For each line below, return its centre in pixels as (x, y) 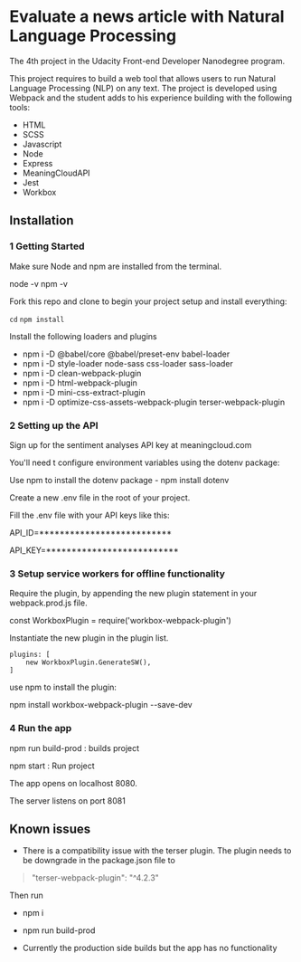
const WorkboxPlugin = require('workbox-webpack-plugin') (121, 621)
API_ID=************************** (91, 532)
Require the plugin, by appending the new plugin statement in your (133, 594)
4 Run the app (41, 729)
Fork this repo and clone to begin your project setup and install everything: (148, 301)
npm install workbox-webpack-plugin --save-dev (101, 705)
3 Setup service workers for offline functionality (118, 574)
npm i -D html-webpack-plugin (80, 383)
